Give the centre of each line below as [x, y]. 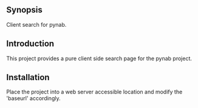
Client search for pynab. [36, 24]
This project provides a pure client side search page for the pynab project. [99, 58]
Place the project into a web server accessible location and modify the [94, 92]
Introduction [30, 44]
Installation [28, 77]
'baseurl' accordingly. [33, 98]
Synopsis [24, 10]
